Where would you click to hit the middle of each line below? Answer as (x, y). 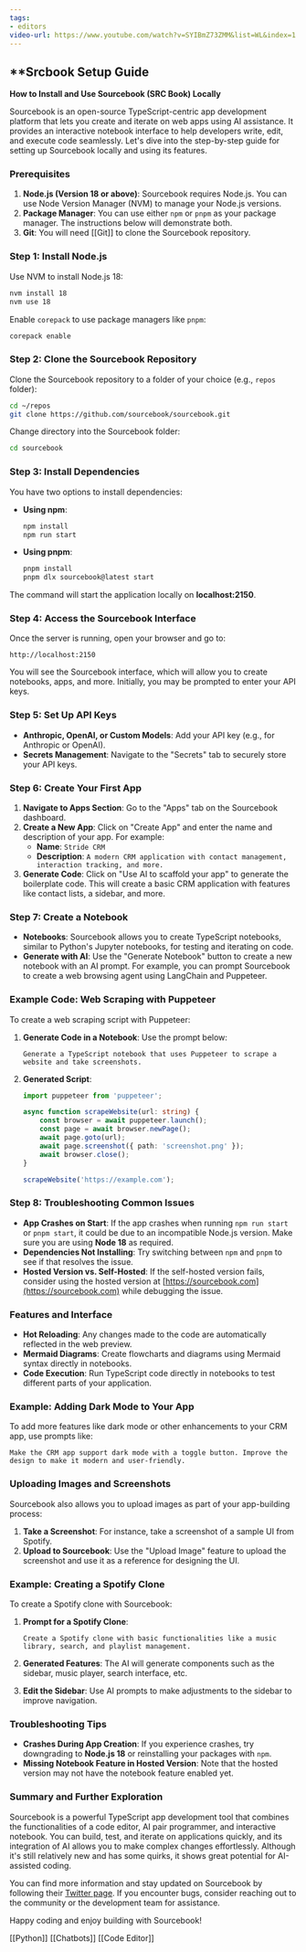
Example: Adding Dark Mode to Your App (102, 1406)
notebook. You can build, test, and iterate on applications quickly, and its (146, 1836)
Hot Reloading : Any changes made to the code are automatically (144, 1334)
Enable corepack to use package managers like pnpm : (108, 319)
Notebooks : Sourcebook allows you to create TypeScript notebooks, (152, 937)
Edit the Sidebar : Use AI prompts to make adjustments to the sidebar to (157, 1691)
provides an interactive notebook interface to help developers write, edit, (147, 131)
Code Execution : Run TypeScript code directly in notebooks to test (149, 1374)
